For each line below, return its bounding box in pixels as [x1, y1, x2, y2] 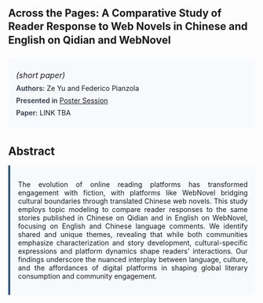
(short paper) [16, 69, 65, 80]
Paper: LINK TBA [16, 108, 71, 117]
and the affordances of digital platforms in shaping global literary [18, 263, 248, 272]
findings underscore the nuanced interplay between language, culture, [18, 254, 248, 264]
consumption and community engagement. [18, 271, 157, 280]
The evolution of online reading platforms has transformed [18, 179, 248, 189]
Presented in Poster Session [16, 96, 108, 105]
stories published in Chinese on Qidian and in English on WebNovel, [18, 213, 248, 222]
